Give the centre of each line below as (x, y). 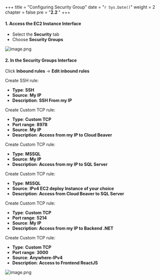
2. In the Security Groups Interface (41, 60)
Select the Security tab (36, 34)
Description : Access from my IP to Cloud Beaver (62, 135)
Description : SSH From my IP (42, 100)
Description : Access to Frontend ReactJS (55, 263)
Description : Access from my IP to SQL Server (60, 164)
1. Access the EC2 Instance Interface (43, 23)
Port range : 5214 (30, 218)
